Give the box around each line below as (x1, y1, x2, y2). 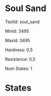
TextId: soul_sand (5, 19, 40, 25)
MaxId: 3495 (5, 37, 30, 43)
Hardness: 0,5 (5, 47, 33, 53)
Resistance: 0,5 (5, 56, 36, 62)
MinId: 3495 (5, 28, 29, 34)
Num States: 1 (5, 66, 33, 71)
